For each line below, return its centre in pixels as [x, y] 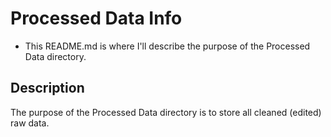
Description [47, 88]
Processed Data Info [96, 18]
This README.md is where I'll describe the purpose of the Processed [167, 46]
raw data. [30, 123]
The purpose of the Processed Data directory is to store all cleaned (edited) [166, 112]
